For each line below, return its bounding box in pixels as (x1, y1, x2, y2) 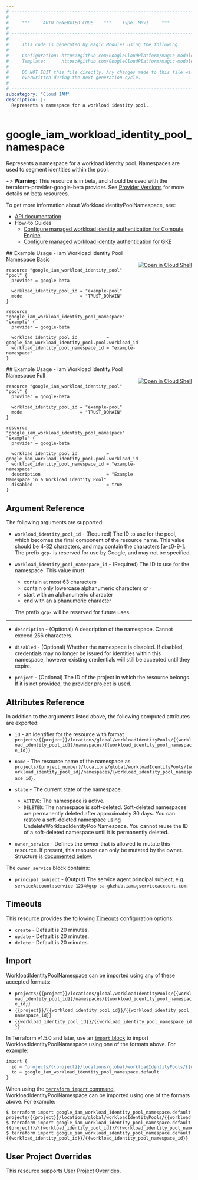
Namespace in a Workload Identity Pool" (6, 477, 107, 483)
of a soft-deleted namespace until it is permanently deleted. (23, 829, 169, 836)
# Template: (6, 58, 46, 64)
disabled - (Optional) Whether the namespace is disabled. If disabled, (14, 643, 184, 651)
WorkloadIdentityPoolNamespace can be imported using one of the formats (6, 1092, 190, 1099)
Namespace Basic (6, 256, 50, 263)
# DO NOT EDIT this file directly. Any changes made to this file (6, 69, 183, 75)
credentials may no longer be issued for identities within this (14, 650, 161, 657)
